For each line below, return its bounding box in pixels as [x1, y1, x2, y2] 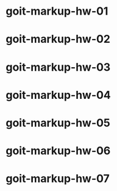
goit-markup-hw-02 [5, 32, 111, 46]
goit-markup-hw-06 [5, 144, 111, 158]
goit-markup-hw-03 [5, 60, 111, 74]
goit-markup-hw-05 [5, 116, 111, 129]
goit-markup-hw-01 [5, 4, 108, 18]
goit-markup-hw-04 [5, 88, 111, 102]
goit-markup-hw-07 [5, 172, 110, 186]
